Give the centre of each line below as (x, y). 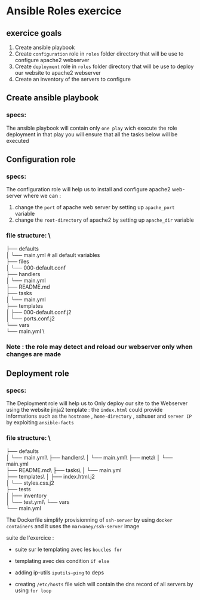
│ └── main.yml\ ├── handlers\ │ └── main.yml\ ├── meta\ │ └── (90, 457)
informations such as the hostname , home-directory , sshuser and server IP (99, 416)
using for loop (33, 590)
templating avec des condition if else (62, 561)
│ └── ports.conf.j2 (30, 319)
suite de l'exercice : (30, 538)
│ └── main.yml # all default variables (53, 255)
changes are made (34, 354)
